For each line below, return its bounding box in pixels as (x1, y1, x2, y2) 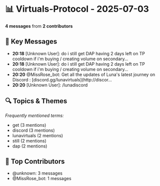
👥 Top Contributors (5, 157, 65, 165)
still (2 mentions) (12, 138, 47, 144)
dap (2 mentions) (12, 143, 48, 149)
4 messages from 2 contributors (5, 23, 73, 29)
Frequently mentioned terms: (5, 112, 64, 118)
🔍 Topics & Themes (5, 97, 68, 106)
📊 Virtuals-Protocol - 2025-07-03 (5, 3, 149, 15)
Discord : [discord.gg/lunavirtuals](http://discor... (12, 76, 112, 82)
